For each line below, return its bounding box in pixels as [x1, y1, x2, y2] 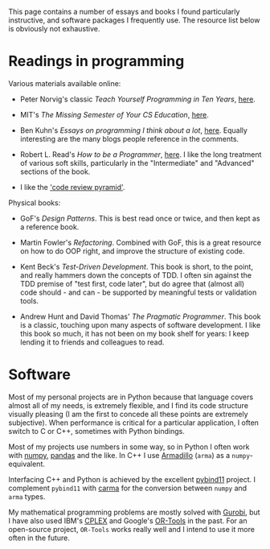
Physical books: [8, 197, 61, 208]
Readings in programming [8, 52, 185, 71]
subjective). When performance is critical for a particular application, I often [8, 418, 260, 427]
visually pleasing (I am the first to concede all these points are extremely [8, 409, 248, 419]
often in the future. [8, 533, 71, 543]
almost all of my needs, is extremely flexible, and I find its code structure [8, 400, 249, 410]
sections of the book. [19, 167, 91, 176]
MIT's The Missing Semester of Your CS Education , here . [19, 109, 209, 119]
